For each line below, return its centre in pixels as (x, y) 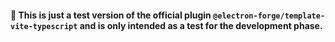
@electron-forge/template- (269, 16)
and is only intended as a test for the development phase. (201, 25)
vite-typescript (44, 26)
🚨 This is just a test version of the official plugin (111, 15)
